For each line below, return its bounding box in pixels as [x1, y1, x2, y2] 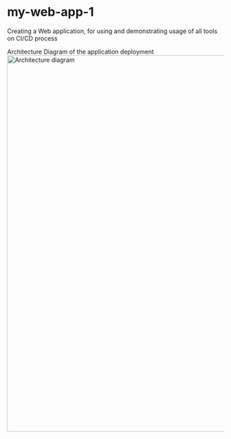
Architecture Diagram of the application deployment [7, 47, 155, 56]
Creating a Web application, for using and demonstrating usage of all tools [7, 27, 218, 35]
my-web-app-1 [7, 4, 94, 20]
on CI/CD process [7, 34, 58, 42]
